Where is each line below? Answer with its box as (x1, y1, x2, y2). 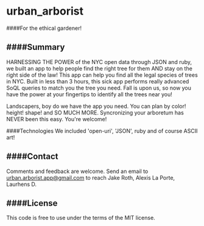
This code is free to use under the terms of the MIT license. (6, 214, 155, 222)
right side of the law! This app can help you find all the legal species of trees (6, 71, 198, 79)
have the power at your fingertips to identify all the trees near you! (6, 90, 172, 98)
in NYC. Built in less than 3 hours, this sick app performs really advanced (6, 77, 189, 85)
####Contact (6, 151, 59, 162)
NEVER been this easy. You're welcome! (6, 115, 107, 122)
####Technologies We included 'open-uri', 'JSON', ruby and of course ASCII (6, 127, 198, 135)
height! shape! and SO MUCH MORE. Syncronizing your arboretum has (6, 108, 184, 116)
